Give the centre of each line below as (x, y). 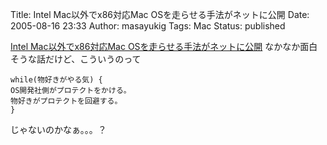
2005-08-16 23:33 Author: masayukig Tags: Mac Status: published (148, 26)
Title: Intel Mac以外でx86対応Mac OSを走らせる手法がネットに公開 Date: (160, 14)
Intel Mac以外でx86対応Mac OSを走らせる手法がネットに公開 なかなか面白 (164, 46)
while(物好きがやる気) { (56, 80)
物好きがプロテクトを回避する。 (66, 101)
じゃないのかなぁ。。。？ (58, 129)
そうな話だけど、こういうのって (76, 59)
